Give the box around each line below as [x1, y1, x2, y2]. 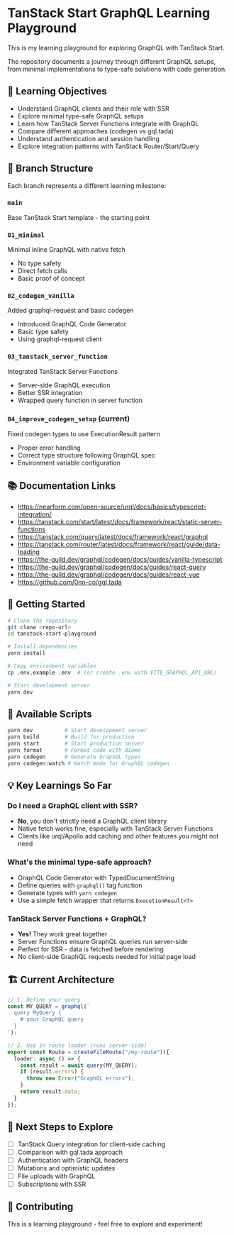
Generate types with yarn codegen [17, 888, 117, 897]
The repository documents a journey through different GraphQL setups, [7, 57, 216, 65]
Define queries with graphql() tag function [17, 881, 143, 890]
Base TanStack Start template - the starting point [7, 213, 150, 221]
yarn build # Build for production [7, 733, 135, 741]
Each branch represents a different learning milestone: [7, 181, 167, 189]
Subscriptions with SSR [17, 1180, 87, 1188]
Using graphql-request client [17, 335, 102, 343]
